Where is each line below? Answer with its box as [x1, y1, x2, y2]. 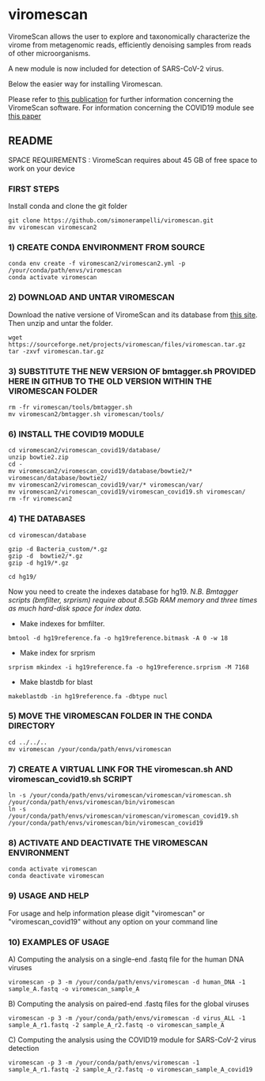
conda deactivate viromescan [8, 872, 104, 880]
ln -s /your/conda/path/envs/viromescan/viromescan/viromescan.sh [8, 792, 232, 799]
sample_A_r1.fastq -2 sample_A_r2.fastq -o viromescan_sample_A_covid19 [8, 1066, 253, 1074]
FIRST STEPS [8, 183, 60, 195]
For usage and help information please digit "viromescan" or [8, 908, 206, 918]
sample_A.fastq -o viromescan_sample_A [8, 985, 140, 993]
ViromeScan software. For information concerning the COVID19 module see [8, 103, 255, 112]
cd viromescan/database [8, 531, 87, 539]
